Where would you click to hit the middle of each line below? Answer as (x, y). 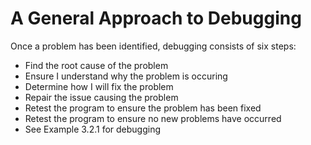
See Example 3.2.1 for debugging (93, 129)
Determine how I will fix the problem (99, 86)
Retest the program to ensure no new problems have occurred (153, 118)
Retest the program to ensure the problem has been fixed (143, 108)
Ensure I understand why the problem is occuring (126, 76)
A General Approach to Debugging (156, 18)
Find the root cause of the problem (96, 65)
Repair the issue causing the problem (101, 97)
